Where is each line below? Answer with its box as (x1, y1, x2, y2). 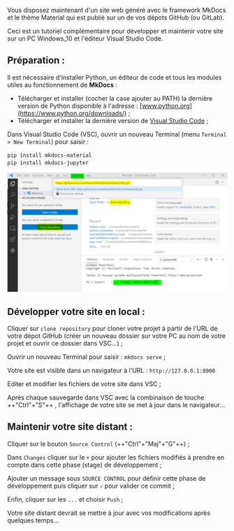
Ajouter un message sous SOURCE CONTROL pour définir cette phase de (7, 474, 206, 482)
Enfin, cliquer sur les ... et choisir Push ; (7, 495, 124, 503)
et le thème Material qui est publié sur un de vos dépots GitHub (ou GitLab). (7, 13, 225, 22)
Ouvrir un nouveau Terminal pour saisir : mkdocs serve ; (7, 353, 166, 361)
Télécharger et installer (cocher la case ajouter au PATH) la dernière (17, 94, 213, 102)
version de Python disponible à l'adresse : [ (17, 101, 142, 110)
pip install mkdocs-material (7, 152, 92, 159)
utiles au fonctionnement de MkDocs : (7, 80, 117, 89)
